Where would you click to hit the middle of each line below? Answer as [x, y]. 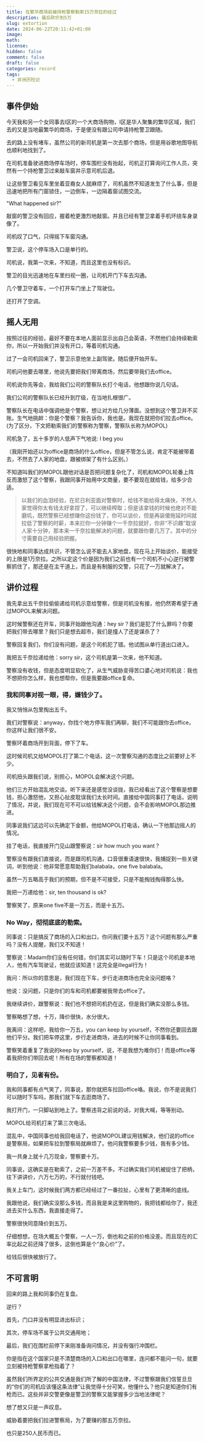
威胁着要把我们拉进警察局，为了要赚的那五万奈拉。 [70, 1420]
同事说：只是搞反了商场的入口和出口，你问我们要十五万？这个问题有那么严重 [102, 937]
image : [15, 35]
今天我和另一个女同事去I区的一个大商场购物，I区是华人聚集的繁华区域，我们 [101, 122]
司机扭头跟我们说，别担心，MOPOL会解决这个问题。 [72, 776]
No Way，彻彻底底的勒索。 [46, 922]
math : [13, 40]
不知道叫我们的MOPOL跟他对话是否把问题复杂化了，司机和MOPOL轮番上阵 [100, 472]
